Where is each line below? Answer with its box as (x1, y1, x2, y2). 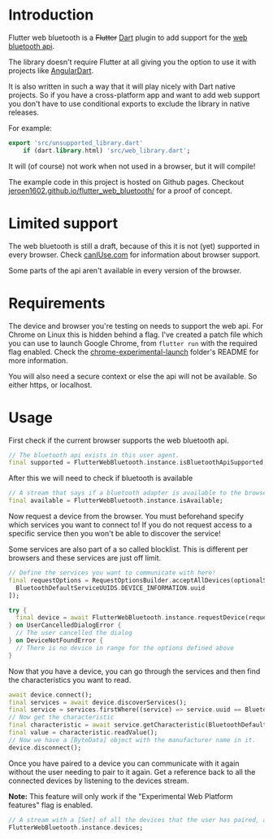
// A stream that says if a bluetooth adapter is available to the (8, 489, 242, 497)
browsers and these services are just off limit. (8, 553, 162, 562)
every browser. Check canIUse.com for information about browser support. (8, 250, 261, 260)
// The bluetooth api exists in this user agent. (8, 451, 180, 459)
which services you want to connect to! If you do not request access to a (8, 520, 253, 530)
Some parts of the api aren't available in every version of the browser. (8, 265, 242, 275)
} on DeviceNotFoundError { (8, 636, 104, 645)
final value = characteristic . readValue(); (8, 728, 158, 736)
